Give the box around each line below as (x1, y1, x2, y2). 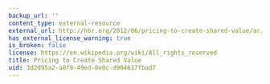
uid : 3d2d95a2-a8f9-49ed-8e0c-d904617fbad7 (8, 64, 157, 72)
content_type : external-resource (8, 19, 121, 27)
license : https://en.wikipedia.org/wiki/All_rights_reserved (8, 49, 218, 57)
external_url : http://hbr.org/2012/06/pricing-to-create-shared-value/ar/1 (8, 26, 268, 34)
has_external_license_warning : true (8, 34, 131, 42)
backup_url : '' (8, 11, 59, 20)
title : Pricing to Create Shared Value (8, 57, 142, 65)
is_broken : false (8, 42, 67, 50)
